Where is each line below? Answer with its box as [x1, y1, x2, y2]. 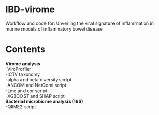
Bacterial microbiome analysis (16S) [5, 98, 83, 104]
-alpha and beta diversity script [5, 76, 72, 82]
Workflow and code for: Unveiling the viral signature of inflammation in [5, 20, 154, 26]
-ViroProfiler [5, 66, 31, 72]
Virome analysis [5, 60, 41, 67]
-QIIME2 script [5, 103, 36, 110]
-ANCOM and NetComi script [5, 82, 67, 88]
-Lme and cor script [5, 88, 48, 94]
